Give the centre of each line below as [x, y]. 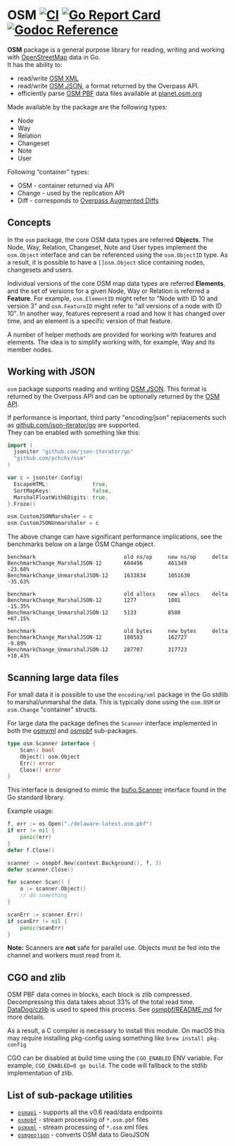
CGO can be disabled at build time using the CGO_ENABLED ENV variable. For [115, 1058]
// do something [44, 895]
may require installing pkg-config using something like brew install [106, 1038]
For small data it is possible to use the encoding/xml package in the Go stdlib [118, 694]
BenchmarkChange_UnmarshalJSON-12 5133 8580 [94, 613]
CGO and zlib [37, 977]
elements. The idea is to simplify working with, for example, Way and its [111, 342]
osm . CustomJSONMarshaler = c [50, 517]
